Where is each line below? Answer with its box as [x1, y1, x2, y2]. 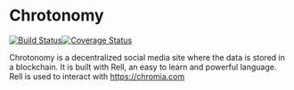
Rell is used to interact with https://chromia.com [9, 70, 185, 81]
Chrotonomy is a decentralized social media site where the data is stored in [9, 52, 285, 62]
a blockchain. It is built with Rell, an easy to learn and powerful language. [9, 61, 277, 72]
